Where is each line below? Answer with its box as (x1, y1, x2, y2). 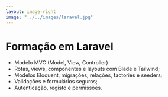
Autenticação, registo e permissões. (14, 84, 103, 92)
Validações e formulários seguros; (14, 78, 98, 85)
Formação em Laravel (5, 40, 114, 53)
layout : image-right (5, 8, 57, 15)
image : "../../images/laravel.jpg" (5, 14, 93, 20)
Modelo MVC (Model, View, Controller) (14, 59, 109, 66)
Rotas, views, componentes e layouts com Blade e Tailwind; (14, 66, 160, 73)
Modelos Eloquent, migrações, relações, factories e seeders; (14, 72, 163, 79)
